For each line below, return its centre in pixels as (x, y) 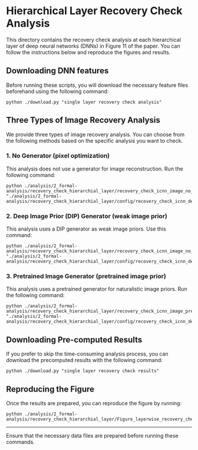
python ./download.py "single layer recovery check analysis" (84, 102)
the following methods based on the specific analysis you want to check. (95, 140)
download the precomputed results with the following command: (85, 360)
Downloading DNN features (57, 71)
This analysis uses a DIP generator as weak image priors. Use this (86, 229)
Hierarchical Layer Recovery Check (94, 11)
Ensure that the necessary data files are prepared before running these (92, 436)
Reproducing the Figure (50, 389)
